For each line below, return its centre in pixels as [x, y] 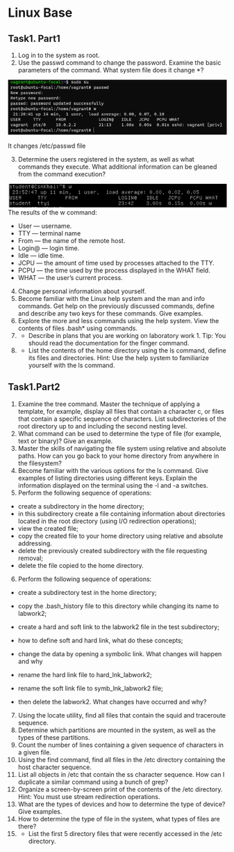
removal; [31, 558]
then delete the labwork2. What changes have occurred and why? [112, 702]
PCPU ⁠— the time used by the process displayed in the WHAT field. [114, 270]
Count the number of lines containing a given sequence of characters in [121, 745]
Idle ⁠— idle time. [41, 256]
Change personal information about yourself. [82, 291]
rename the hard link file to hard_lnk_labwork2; [85, 674]
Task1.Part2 [34, 387]
